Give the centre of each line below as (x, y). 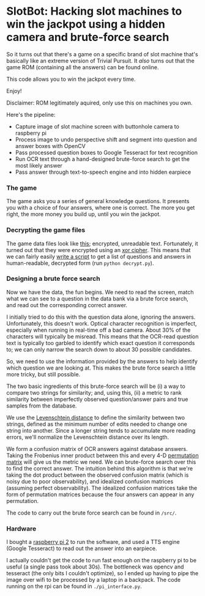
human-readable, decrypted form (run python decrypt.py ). (80, 263)
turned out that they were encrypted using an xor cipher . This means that (99, 250)
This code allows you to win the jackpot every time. (71, 79)
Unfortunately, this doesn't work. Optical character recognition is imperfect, (102, 323)
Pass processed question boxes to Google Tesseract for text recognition (106, 152)
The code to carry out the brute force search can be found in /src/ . (91, 513)
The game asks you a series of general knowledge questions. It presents (98, 201)
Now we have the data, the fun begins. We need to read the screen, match (100, 292)
